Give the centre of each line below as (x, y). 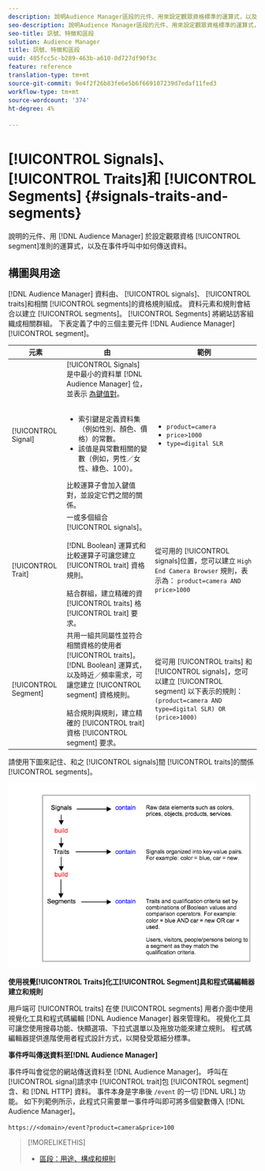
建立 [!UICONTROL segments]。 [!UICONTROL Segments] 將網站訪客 (134, 313)
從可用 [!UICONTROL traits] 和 (203, 662)
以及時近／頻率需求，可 (105, 675)
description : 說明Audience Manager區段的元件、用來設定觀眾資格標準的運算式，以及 (133, 17)
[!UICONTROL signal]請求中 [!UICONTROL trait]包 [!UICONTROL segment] (129, 1082)
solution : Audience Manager (54, 42)
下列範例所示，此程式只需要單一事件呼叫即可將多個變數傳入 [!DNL (138, 1101)
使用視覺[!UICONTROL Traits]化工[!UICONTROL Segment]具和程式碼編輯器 (131, 982)
